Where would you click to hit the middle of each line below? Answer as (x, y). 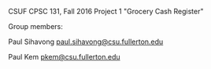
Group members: (35, 26)
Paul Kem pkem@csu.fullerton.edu (64, 57)
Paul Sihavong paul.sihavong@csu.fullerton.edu (86, 42)
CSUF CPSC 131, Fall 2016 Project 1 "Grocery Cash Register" (106, 11)
